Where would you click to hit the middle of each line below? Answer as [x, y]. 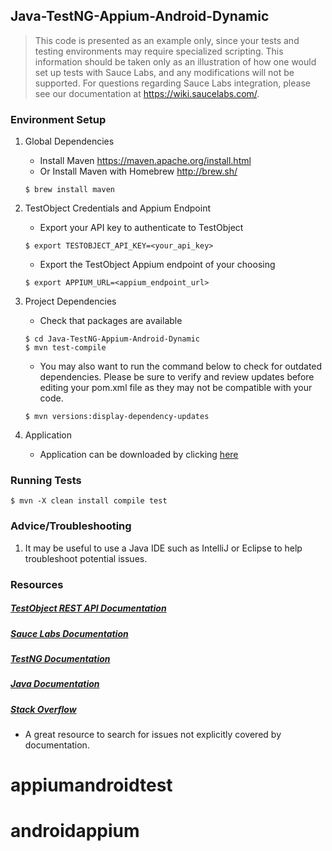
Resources [37, 584]
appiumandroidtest [91, 785]
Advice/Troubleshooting [71, 526]
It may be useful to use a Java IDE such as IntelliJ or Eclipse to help [163, 548]
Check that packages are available [111, 321]
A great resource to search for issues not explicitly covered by [153, 735]
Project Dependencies [70, 301]
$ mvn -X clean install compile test [89, 501]
